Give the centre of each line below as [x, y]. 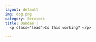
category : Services [25, 19]
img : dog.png [18, 14]
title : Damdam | [22, 23]
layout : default [22, 10]
